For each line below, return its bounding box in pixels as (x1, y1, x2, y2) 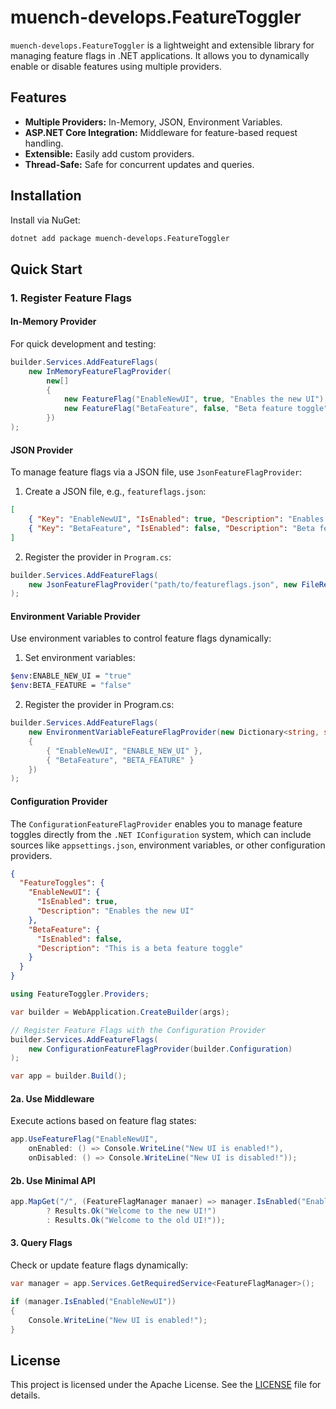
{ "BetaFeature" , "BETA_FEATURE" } (46, 755, 195, 765)
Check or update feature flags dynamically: (10, 1259, 189, 1271)
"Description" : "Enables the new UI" (36, 906, 195, 916)
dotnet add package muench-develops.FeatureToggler (10, 233, 230, 243)
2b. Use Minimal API (10, 1174, 96, 1186)
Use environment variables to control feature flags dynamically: (10, 632, 272, 645)
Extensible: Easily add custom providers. (24, 147, 195, 160)
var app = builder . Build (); (10, 1071, 128, 1081)
